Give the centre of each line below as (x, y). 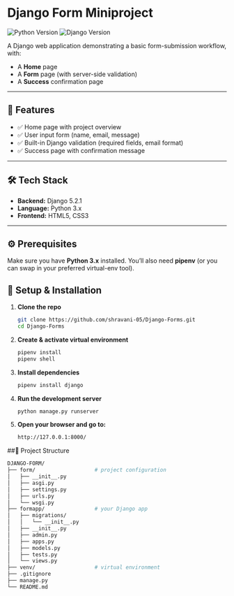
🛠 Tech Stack (38, 181)
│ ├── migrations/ (37, 516)
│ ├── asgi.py (31, 483)
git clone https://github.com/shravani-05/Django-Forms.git (106, 320)
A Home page (37, 66)
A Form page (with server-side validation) (77, 74)
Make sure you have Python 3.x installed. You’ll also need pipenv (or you (112, 261)
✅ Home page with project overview (69, 126)
